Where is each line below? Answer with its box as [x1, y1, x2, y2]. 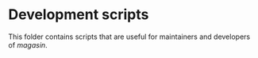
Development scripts [8, 6, 149, 24]
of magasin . [8, 40, 48, 49]
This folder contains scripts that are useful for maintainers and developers [8, 32, 251, 41]
